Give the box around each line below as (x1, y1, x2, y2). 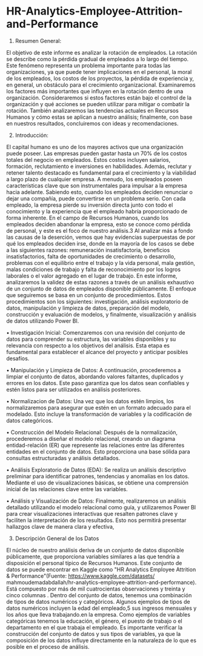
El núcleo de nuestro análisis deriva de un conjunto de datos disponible (6, 546, 184, 554)
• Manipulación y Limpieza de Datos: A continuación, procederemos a (6, 366, 181, 373)
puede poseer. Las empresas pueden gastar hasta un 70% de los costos (6, 150, 187, 157)
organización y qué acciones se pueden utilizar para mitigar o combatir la (6, 100, 190, 107)
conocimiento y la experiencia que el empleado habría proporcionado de (6, 207, 188, 215)
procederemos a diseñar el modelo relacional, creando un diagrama (6, 435, 176, 442)
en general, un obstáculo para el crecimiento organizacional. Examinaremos (6, 81, 196, 89)
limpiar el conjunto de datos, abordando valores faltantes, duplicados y (6, 373, 184, 380)
